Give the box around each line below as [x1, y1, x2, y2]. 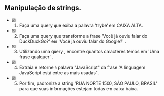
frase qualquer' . [19, 54, 53, 60]
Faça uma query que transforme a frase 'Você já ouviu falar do [19, 33, 148, 39]
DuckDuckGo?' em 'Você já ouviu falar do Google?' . [19, 38, 127, 44]
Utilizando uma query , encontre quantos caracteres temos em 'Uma [19, 48, 160, 54]
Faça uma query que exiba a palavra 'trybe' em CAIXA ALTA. [19, 22, 143, 28]
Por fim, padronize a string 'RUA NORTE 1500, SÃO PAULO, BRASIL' [19, 80, 157, 86]
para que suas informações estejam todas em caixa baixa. [19, 85, 138, 91]
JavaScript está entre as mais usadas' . [19, 69, 100, 76]
